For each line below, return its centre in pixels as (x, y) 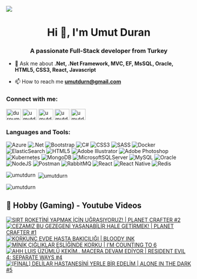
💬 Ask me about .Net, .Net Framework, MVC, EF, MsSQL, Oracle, (94, 64)
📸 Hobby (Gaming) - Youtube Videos (74, 206)
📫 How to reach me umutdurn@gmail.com (68, 82)
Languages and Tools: (38, 132)
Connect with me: (32, 99)
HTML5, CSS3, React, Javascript (55, 70)
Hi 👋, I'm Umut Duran (99, 33)
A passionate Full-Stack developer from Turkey (99, 51)
